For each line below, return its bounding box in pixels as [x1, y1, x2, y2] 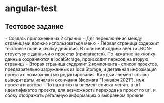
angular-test [5, 3, 57, 14]
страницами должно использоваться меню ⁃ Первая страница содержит [5, 41, 159, 46]
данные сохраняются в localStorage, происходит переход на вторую [5, 56, 148, 62]
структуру [5, 51, 27, 57]
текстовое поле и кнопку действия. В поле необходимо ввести [5, 46, 137, 51]
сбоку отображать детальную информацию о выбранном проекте [5, 92, 144, 98]
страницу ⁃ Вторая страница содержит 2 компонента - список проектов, [5, 62, 158, 67]
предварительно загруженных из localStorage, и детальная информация [5, 66, 157, 72]
